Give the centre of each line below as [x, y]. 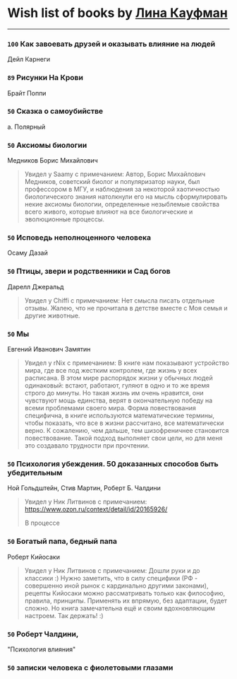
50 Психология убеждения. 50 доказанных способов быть [113, 463]
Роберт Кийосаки [34, 557]
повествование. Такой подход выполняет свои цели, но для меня [123, 438]
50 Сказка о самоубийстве [55, 111]
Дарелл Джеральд [36, 286]
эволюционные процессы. [64, 219]
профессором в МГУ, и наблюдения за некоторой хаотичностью [122, 190]
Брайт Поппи [27, 93]
